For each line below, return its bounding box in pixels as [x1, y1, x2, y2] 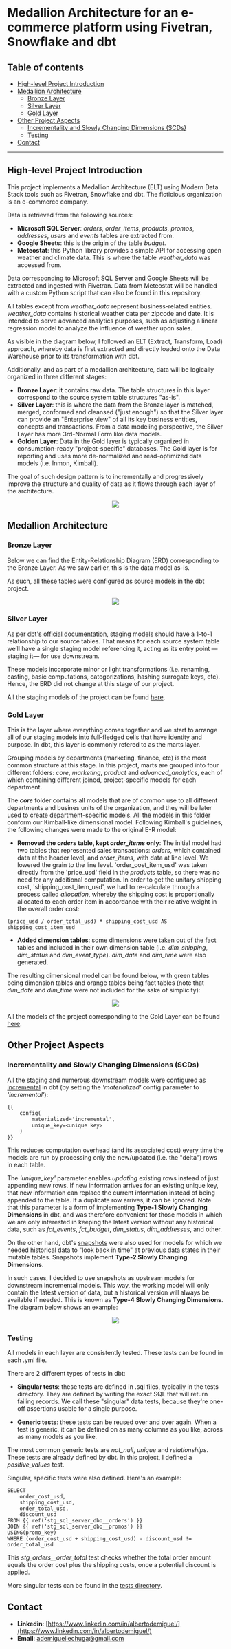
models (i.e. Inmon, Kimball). [16, 459, 98, 467]
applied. [7, 1568, 30, 1577]
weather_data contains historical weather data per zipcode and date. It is [7, 309, 214, 317]
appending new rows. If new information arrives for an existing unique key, [7, 1181, 219, 1189]
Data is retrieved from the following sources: [7, 211, 133, 219]
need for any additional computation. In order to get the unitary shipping [16, 875, 222, 884]
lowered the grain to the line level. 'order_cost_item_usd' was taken [16, 861, 208, 869]
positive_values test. [7, 1460, 65, 1469]
